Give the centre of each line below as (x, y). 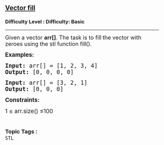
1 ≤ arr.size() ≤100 (29, 111)
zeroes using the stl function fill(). (48, 44)
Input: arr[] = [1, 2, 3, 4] (51, 66)
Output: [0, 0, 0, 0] (40, 72)
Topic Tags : (21, 131)
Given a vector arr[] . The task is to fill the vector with (73, 37)
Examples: (20, 55)
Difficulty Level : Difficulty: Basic (45, 22)
